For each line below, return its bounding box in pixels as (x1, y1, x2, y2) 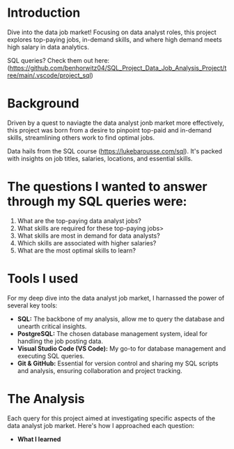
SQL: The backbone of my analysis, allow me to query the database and (17, 314, 225, 323)
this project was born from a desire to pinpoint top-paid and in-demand (7, 125, 212, 134)
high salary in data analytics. (7, 43, 89, 51)
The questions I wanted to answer (7, 179, 208, 195)
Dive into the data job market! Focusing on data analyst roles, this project (7, 28, 217, 36)
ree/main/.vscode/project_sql (7, 71, 92, 79)
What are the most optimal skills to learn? (17, 246, 136, 254)
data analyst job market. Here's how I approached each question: (7, 421, 195, 429)
